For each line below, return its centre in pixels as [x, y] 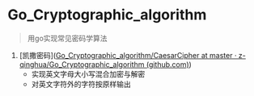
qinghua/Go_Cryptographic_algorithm [82, 64]
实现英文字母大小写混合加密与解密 [88, 73]
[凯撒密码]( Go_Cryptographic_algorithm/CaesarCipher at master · [128, 55]
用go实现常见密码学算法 [67, 38]
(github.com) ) [169, 64]
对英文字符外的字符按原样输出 [81, 84]
